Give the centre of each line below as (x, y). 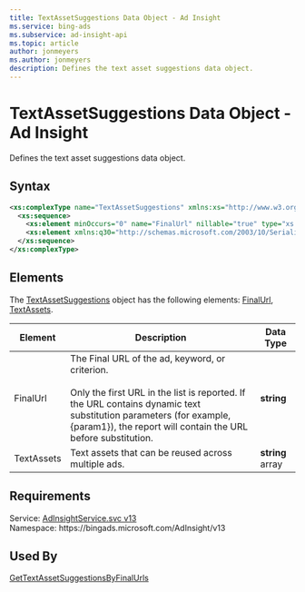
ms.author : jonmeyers (50, 60)
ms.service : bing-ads (50, 26)
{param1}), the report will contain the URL (159, 426)
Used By (34, 556)
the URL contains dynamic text (136, 403)
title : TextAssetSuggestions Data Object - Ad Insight (115, 18)
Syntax (30, 187)
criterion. (89, 370)
